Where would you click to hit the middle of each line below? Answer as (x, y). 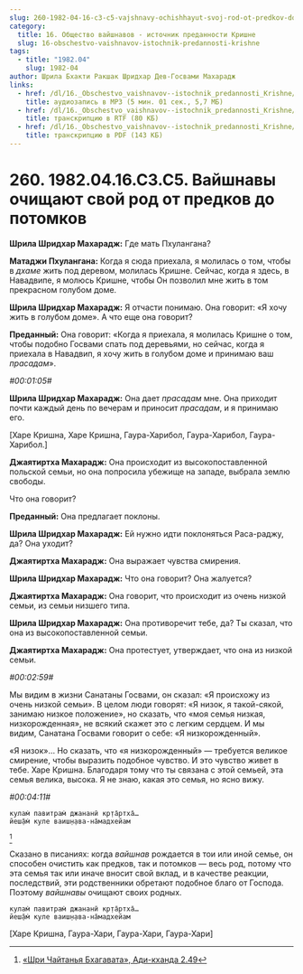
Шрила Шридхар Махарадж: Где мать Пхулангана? (110, 243)
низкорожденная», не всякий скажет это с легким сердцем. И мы (137, 723)
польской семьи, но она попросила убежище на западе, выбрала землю (150, 472)
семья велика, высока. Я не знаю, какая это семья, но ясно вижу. (137, 779)
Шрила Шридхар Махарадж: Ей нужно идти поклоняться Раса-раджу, (147, 533)
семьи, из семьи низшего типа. (70, 605)
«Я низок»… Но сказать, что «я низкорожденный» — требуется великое (149, 750)
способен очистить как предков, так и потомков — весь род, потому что (150, 863)
